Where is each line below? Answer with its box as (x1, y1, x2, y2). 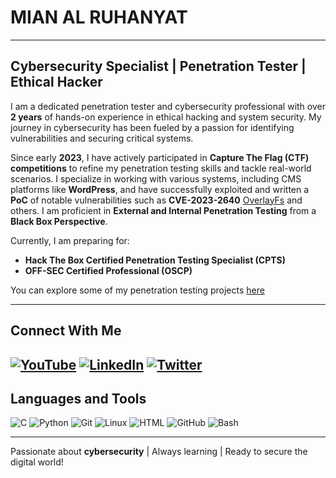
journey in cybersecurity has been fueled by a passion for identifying (10, 121, 295, 133)
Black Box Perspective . (10, 215, 108, 227)
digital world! (10, 456, 64, 468)
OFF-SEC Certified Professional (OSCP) (24, 264, 193, 276)
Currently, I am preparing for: (10, 234, 130, 246)
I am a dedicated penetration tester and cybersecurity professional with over (10, 100, 326, 112)
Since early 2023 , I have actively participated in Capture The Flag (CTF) (10, 151, 310, 163)
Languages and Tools (10, 390, 147, 407)
